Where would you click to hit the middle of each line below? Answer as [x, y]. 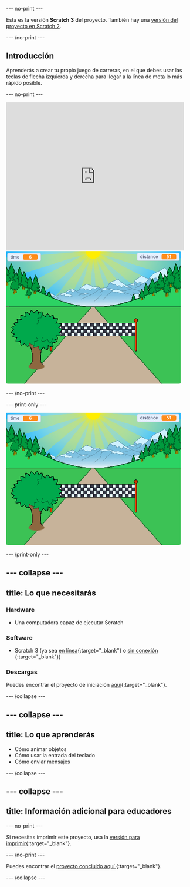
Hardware [21, 610]
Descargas [22, 672]
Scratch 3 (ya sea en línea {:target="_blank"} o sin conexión [86, 651]
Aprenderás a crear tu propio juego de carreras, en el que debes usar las [94, 70]
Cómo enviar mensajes [42, 762]
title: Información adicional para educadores [89, 811]
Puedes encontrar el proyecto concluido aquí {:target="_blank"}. [84, 866]
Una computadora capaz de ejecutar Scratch [69, 622]
